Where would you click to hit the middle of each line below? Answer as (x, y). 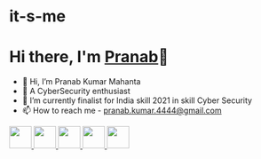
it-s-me (38, 16)
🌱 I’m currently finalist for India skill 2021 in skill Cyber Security (137, 100)
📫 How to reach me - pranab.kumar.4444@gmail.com (122, 111)
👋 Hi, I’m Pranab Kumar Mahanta (81, 82)
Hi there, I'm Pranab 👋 (89, 57)
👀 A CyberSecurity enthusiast (76, 91)
